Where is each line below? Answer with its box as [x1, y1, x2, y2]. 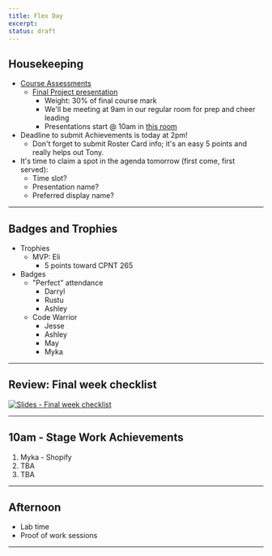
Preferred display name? [32, 191, 115, 200]
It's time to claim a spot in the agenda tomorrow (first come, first [19, 156, 236, 166]
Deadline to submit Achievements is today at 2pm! [19, 131, 188, 140]
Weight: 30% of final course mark [44, 96, 157, 106]
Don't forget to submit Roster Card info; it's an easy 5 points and [32, 139, 248, 149]
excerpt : [8, 19, 38, 28]
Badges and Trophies [8, 222, 118, 235]
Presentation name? [32, 182, 100, 192]
